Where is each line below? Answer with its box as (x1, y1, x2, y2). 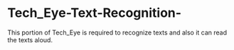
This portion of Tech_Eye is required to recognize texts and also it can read (7, 28, 228, 37)
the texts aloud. (7, 35, 53, 44)
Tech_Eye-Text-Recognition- (7, 5, 182, 21)
